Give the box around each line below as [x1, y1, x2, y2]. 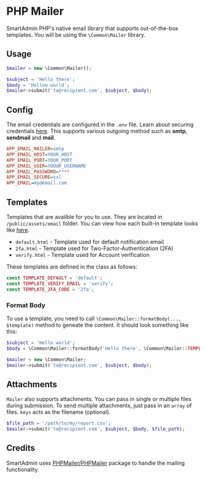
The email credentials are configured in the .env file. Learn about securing [6, 121, 194, 128]
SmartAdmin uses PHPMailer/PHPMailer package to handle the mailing [6, 459, 185, 467]
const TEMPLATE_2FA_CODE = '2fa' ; [6, 286, 95, 293]
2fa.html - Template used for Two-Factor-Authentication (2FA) [15, 245, 174, 252]
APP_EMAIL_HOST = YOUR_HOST [6, 151, 72, 158]
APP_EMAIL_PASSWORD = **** [6, 169, 70, 175]
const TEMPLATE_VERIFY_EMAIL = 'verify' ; [6, 280, 114, 286]
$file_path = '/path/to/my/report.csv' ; [6, 420, 112, 427]
